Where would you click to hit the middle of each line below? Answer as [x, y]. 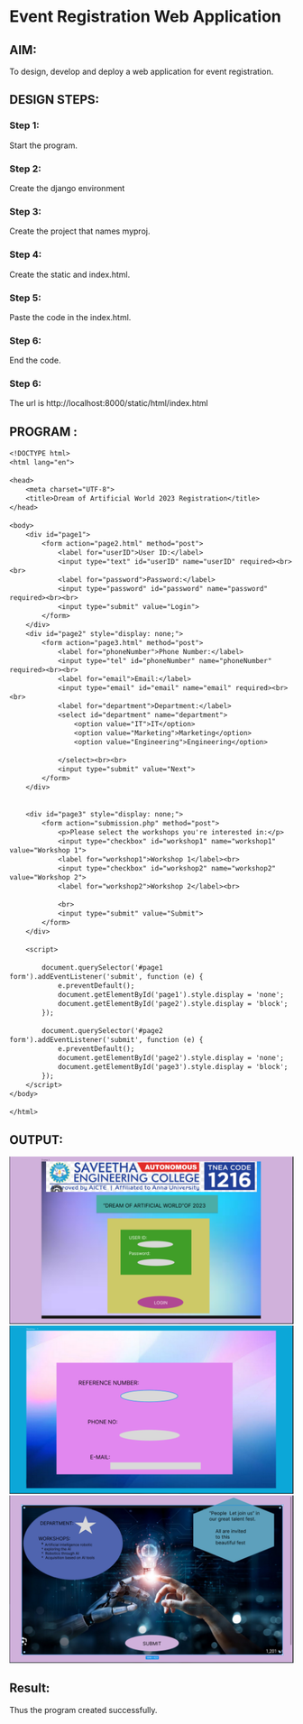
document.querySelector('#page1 [103, 968]
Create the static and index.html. [70, 274]
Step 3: [26, 211]
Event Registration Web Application [146, 17]
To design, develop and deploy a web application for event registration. [142, 71]
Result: [30, 1688]
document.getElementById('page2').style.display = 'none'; [170, 1058]
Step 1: [24, 125]
